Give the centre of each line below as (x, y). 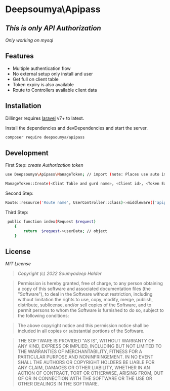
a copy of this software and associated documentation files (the (84, 289)
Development (27, 153)
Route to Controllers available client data (55, 90)
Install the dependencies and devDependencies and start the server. (77, 128)
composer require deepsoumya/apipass (45, 137)
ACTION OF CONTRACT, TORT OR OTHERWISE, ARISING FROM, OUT (90, 373)
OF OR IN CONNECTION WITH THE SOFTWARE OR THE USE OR (85, 378)
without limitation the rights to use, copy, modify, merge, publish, (85, 300)
